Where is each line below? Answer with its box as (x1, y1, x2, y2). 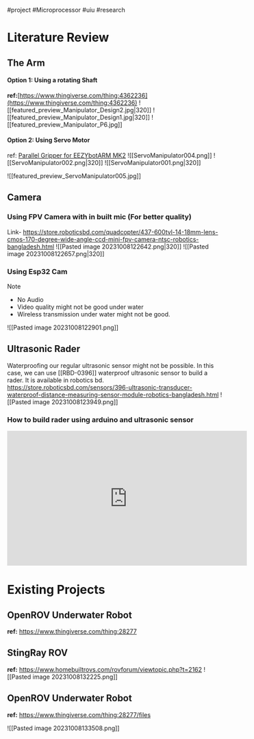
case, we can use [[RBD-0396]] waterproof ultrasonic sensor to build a (7, 368, 208, 377)
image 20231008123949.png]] (32, 397, 118, 406)
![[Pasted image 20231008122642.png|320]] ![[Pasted (55, 242, 209, 251)
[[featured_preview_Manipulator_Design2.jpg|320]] (7, 105, 152, 114)
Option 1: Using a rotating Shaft (7, 76, 98, 84)
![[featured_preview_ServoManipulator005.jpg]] (7, 171, 142, 180)
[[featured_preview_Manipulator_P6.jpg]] (7, 120, 123, 129)
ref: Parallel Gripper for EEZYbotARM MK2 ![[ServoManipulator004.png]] (7, 151, 212, 160)
